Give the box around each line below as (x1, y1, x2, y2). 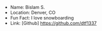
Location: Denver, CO (10, 9, 56, 15)
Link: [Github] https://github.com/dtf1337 (10, 20, 97, 26)
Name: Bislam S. (10, 4, 45, 10)
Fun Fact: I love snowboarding (10, 15, 74, 20)
